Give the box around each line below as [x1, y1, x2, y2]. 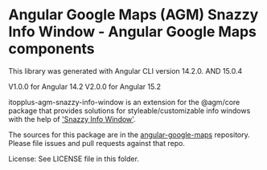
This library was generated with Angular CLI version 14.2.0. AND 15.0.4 [8, 66, 243, 75]
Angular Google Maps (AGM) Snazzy [8, 6, 259, 24]
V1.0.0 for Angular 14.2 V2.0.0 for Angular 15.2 [8, 82, 161, 91]
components [8, 40, 95, 58]
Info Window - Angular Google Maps [8, 22, 257, 41]
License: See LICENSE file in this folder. [8, 154, 139, 164]
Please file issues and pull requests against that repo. [8, 138, 185, 148]
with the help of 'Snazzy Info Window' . [8, 114, 136, 123]
